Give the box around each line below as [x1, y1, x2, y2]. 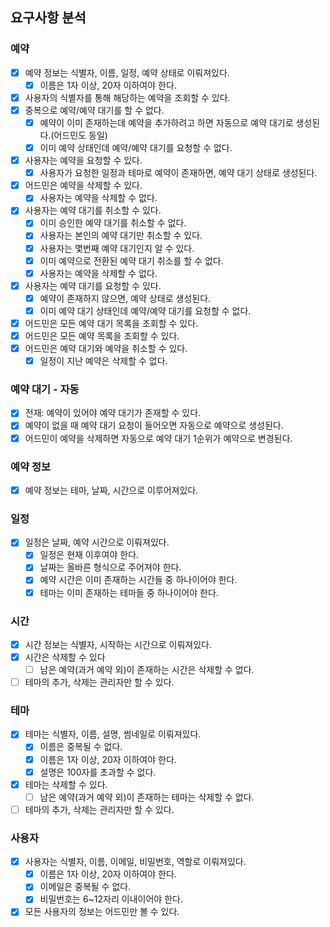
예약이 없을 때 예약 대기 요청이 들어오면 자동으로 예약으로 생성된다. [24, 419, 284, 432]
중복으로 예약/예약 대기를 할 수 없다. [24, 104, 165, 116]
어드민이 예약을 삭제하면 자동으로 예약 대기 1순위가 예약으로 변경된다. [24, 432, 293, 444]
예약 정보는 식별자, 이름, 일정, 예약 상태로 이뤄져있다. [24, 66, 230, 78]
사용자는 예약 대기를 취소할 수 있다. [24, 204, 162, 217]
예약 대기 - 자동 [10, 383, 80, 397]
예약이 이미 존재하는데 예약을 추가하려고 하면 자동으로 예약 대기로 [39, 116, 294, 128]
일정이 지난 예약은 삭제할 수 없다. [39, 355, 168, 367]
